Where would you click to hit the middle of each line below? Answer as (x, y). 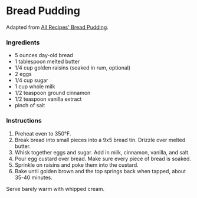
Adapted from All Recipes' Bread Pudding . (58, 27)
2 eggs (23, 74)
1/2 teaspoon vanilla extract (48, 99)
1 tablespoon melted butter (47, 62)
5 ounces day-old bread (44, 55)
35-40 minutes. (34, 177)
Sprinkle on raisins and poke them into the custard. (76, 165)
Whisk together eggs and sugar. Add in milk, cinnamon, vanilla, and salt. (102, 152)
